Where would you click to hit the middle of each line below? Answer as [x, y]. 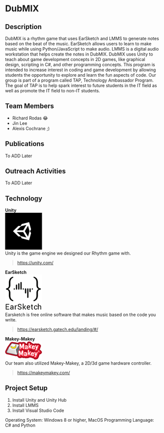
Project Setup [27, 388]
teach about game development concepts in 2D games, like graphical [75, 59]
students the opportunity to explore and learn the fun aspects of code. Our [81, 75]
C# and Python [20, 425]
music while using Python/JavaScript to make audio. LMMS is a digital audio [82, 49]
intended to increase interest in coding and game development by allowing [81, 70]
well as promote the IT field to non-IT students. [53, 91]
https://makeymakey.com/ [43, 373]
